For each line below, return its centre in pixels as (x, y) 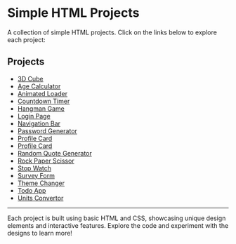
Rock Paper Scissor (46, 161)
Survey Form (36, 175)
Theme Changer (41, 183)
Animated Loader (42, 93)
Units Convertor (40, 198)
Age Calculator (39, 86)
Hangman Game (41, 108)
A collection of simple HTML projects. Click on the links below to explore (112, 32)
